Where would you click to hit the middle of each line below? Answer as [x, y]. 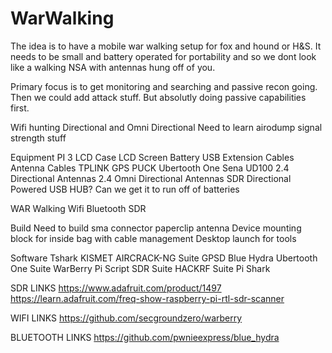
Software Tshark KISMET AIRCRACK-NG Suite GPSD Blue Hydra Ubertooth [164, 258]
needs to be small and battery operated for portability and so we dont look [163, 56]
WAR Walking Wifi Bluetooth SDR [78, 208]
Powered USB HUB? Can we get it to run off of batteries [125, 189]
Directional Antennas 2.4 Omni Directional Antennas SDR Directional [151, 178]
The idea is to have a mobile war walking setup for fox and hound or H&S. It [166, 46]
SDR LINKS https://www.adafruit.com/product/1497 [116, 288]
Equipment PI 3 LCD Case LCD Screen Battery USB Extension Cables [152, 157]
